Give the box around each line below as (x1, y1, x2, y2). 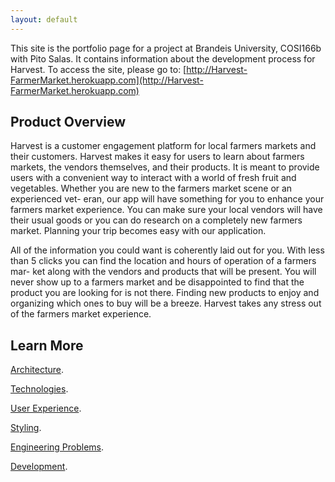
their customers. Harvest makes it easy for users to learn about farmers (10, 151, 305, 163)
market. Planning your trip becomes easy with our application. (10, 225, 267, 237)
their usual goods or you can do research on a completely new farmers (10, 214, 303, 226)
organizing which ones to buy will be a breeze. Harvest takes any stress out (10, 297, 322, 310)
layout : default (10, 14, 78, 25)
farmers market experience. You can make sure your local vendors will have (10, 204, 323, 216)
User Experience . (10, 402, 82, 415)
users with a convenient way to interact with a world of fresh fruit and (10, 172, 297, 184)
